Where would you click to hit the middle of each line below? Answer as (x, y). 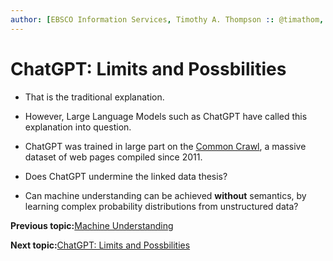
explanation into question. (78, 127)
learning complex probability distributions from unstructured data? (161, 206)
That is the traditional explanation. (94, 97)
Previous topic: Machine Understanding (92, 225)
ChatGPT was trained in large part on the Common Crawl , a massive (165, 146)
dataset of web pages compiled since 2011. (113, 157)
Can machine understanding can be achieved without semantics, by (165, 195)
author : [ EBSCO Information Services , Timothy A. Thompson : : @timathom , (167, 19)
